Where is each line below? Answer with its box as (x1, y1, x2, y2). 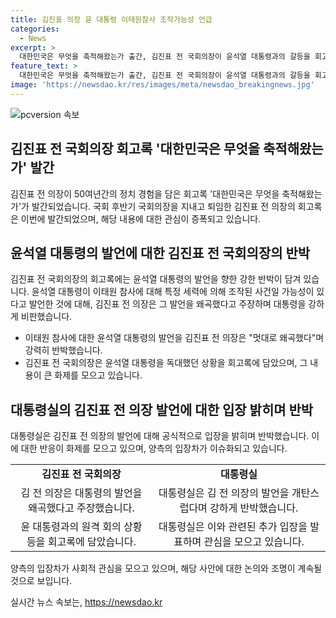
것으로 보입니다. (10, 575, 73, 587)
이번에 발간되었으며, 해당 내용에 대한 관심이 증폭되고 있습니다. (20, 212, 262, 225)
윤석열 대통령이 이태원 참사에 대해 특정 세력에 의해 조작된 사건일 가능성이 (31, 286, 315, 298)
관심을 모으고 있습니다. (203, 535, 305, 549)
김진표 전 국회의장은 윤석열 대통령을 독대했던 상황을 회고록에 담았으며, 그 (24, 357, 308, 369)
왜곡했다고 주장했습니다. (28, 501, 135, 515)
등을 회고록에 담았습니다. (26, 535, 137, 549)
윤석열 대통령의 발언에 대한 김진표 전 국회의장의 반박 (10, 244, 311, 261)
